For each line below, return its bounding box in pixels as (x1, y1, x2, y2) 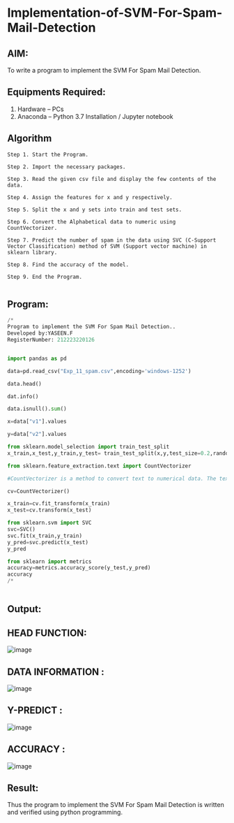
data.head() (7, 380, 42, 387)
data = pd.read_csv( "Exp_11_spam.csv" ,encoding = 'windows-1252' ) (7, 367, 192, 374)
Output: (7, 603, 42, 616)
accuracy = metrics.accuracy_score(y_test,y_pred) (7, 565, 151, 571)
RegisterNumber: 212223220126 (7, 337, 95, 344)
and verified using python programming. (7, 808, 123, 817)
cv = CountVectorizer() (7, 488, 70, 495)
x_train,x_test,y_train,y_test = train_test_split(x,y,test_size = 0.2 (7, 449, 210, 457)
